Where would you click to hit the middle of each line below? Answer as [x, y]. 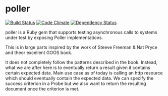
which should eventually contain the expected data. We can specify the [79, 78]
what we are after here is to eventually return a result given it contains [78, 67]
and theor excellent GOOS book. [39, 52]
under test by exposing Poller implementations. [54, 37]
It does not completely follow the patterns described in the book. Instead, [81, 62]
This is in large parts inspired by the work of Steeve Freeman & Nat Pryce [81, 47]
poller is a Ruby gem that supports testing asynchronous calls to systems [81, 32]
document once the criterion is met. [42, 88]
